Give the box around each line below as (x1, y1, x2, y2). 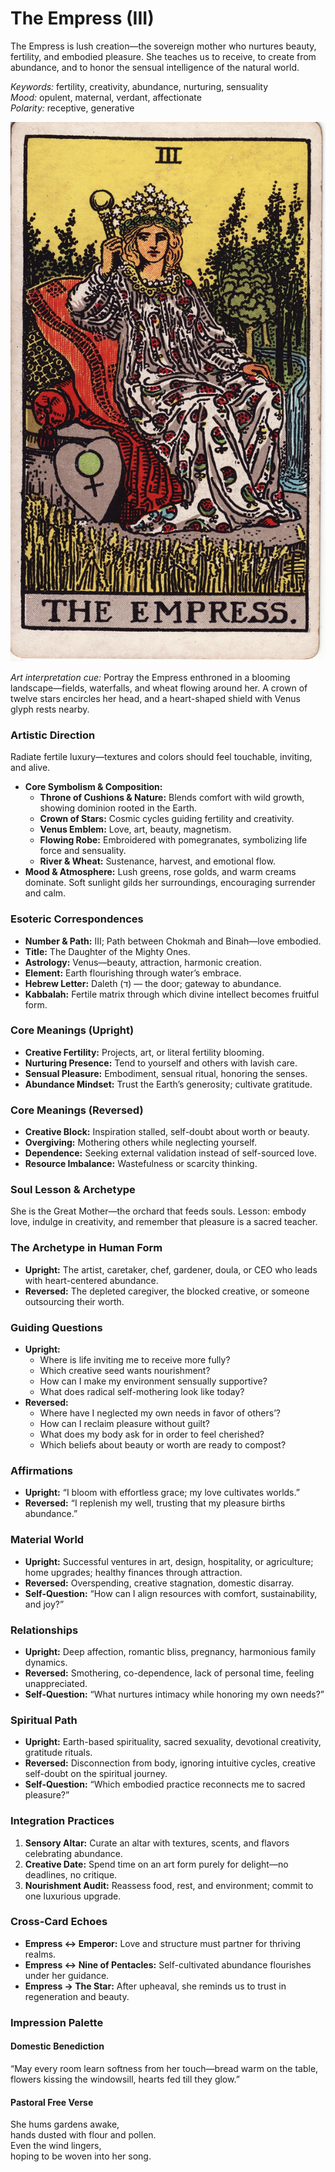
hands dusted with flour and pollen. (10, 2129, 157, 2141)
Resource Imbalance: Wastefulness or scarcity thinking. (24, 1158, 258, 1170)
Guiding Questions (10, 1320, 103, 1334)
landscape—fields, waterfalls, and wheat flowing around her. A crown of (10, 682, 308, 694)
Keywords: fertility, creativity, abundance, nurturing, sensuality (10, 80, 269, 92)
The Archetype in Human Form (10, 1241, 163, 1255)
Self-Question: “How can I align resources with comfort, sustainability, (24, 1587, 318, 1599)
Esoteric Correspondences (10, 912, 144, 926)
